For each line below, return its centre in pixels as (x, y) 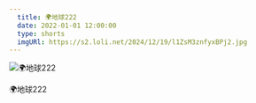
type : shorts (41, 33)
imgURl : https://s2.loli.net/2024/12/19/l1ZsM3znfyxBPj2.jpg (132, 42)
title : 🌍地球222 (47, 17)
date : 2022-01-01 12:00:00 (67, 26)
